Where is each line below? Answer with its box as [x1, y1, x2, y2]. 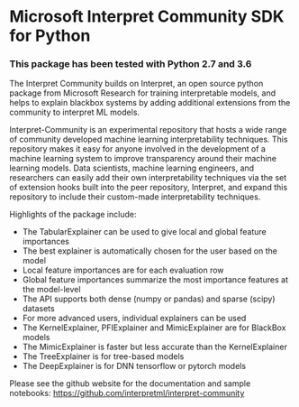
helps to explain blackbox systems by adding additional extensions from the [9, 97, 291, 108]
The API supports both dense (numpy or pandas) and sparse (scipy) [22, 293, 276, 304]
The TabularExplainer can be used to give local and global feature [22, 227, 267, 237]
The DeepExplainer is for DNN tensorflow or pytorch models [22, 361, 246, 372]
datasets [22, 303, 56, 314]
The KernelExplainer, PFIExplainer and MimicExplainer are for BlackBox [22, 322, 286, 333]
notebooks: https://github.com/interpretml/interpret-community [9, 388, 245, 399]
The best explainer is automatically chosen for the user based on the [22, 245, 277, 256]
